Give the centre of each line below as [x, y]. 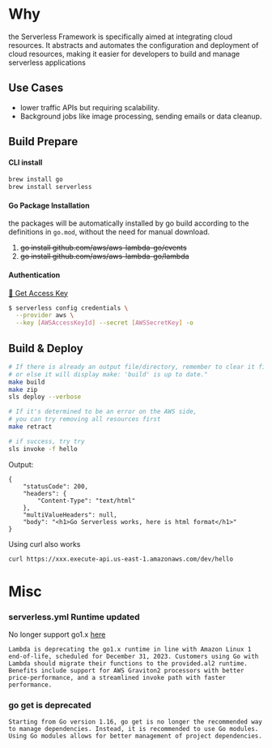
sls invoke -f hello [43, 449]
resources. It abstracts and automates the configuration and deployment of [134, 45]
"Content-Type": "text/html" [87, 501]
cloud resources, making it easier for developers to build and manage [124, 54]
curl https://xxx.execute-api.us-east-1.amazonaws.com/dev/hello [121, 559]
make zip [23, 389]
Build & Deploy [46, 348]
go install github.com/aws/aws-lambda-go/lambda [104, 256]
